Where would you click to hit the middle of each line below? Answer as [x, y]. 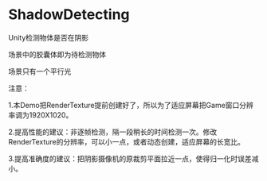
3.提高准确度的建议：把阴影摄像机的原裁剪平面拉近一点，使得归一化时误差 [130, 158]
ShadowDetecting [69, 15]
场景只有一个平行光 [40, 71]
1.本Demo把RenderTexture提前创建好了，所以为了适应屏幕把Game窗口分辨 [131, 105]
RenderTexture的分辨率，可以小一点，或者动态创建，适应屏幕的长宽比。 [127, 141]
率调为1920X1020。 [41, 115]
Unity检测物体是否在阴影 [49, 37]
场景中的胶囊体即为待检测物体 [57, 54]
